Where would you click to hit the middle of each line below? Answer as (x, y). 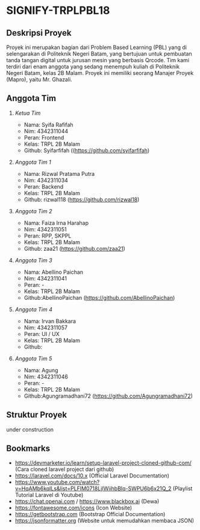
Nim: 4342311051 (45, 229)
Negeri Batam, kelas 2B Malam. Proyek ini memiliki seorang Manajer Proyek (100, 73)
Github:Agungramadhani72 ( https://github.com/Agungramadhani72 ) (108, 396)
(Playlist (183, 489)
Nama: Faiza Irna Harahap (56, 223)
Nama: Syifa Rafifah (48, 124)
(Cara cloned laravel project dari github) (64, 470)
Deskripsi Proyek (39, 33)
